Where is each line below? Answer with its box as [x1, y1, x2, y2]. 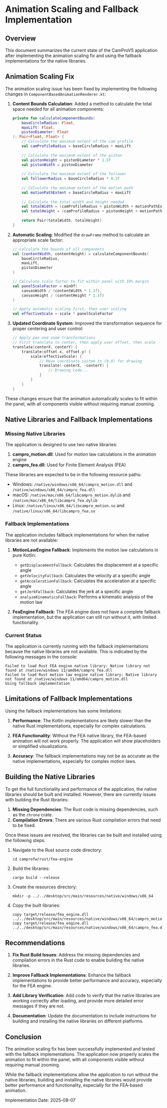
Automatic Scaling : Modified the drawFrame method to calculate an [12, 232, 150, 238]
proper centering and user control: [12, 326, 84, 332]
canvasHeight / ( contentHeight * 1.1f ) [21, 293, 105, 298]
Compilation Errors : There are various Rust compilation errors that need [12, 817, 161, 823]
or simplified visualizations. [12, 743, 69, 749]
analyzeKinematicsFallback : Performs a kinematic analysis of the [19, 594, 154, 600]
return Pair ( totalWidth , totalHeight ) [21, 218, 102, 223]
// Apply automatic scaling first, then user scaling [12, 307, 127, 312]
